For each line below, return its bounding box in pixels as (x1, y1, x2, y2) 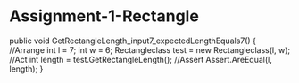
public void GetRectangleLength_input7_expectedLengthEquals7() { (9, 35, 257, 46)
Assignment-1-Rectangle (9, 6, 199, 26)
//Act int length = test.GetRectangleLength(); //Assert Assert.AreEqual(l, (9, 54, 272, 64)
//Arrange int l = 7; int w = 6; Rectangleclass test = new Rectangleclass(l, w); (9, 44, 291, 55)
